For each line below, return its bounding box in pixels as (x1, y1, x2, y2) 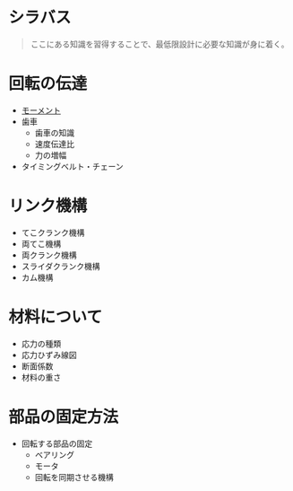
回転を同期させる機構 (34, 471, 114, 482)
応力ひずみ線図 (21, 349, 77, 360)
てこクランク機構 (21, 227, 85, 238)
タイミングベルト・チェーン (21, 161, 125, 171)
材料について (8, 307, 103, 327)
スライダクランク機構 (21, 260, 100, 271)
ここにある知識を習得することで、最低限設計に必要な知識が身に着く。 (30, 39, 289, 49)
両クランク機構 (21, 250, 77, 260)
